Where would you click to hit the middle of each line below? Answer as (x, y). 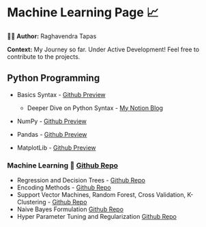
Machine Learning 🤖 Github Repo (62, 165)
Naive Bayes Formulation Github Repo (70, 209)
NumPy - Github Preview (51, 121)
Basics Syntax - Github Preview (61, 94)
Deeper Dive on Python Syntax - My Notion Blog (95, 108)
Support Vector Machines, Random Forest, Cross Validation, (101, 195)
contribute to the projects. (44, 56)
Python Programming (54, 78)
